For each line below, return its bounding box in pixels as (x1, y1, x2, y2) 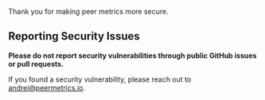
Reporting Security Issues (8, 29, 141, 43)
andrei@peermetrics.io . (8, 83, 86, 92)
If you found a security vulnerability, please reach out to (8, 75, 192, 84)
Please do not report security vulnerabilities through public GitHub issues (8, 51, 257, 60)
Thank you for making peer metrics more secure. (8, 7, 169, 16)
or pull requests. (8, 59, 64, 68)
